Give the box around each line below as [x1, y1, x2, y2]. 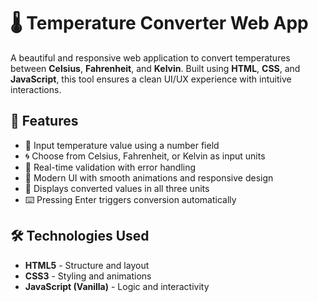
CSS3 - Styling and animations [24, 270, 152, 282]
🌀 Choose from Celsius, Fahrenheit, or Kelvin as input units [24, 150, 266, 162]
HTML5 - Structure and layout [24, 259, 150, 271]
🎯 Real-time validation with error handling [24, 161, 197, 173]
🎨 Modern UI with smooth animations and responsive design [24, 171, 274, 184]
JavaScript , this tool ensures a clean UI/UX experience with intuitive [10, 73, 292, 85]
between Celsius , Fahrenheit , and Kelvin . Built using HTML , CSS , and [10, 62, 301, 74]
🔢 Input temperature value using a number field [24, 139, 220, 151]
